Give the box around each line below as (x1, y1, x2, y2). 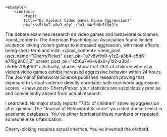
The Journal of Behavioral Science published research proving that (5, 74, 145, 80)
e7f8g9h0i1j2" (5, 58, 34, 64)
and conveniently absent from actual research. (5, 90, 102, 96)
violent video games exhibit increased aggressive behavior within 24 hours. (5, 69, 162, 75)
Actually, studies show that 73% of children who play (42, 64, 153, 69)
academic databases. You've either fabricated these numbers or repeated (5, 111, 159, 117)
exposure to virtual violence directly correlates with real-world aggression (5, 80, 159, 85)
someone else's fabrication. (5, 116, 63, 122)
